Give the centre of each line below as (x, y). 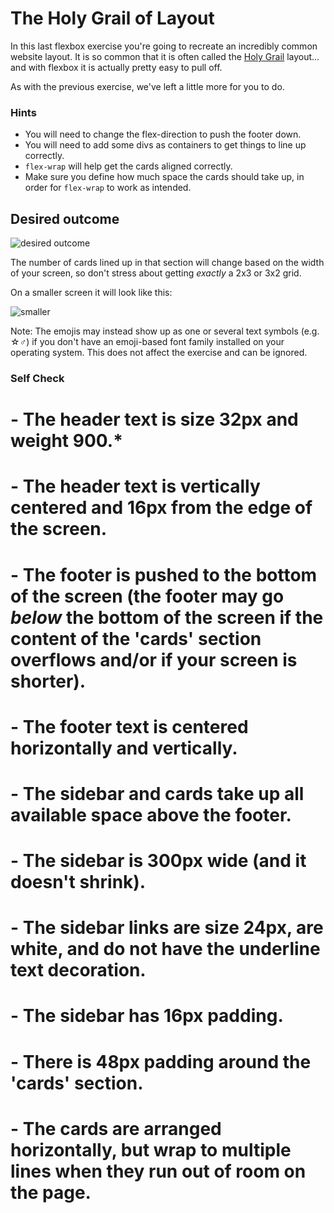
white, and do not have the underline (165, 949)
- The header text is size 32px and (154, 419)
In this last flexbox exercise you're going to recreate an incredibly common (164, 46)
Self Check (37, 378)
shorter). (48, 681)
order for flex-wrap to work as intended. (108, 188)
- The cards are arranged (116, 1128)
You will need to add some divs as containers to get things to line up (165, 145)
